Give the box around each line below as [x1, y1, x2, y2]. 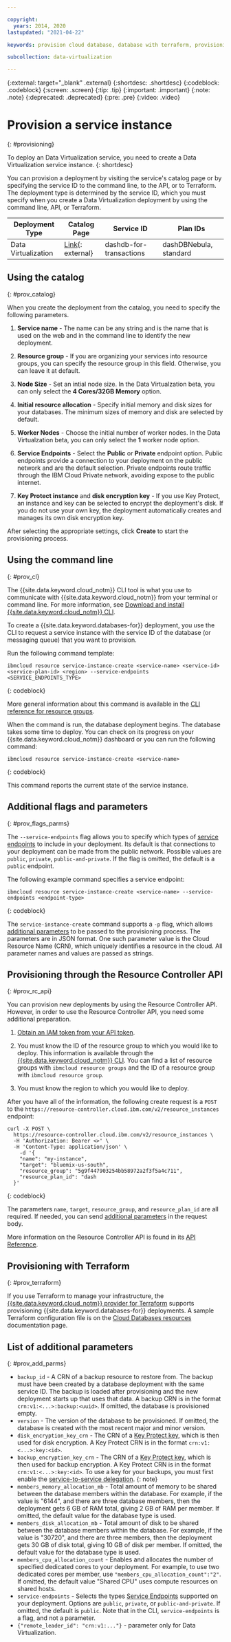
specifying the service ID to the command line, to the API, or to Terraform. [7, 182, 217, 190]
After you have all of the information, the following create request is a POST [7, 1098, 217, 1106]
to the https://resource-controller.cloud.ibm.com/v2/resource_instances [7, 1105, 219, 1113]
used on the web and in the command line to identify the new [16, 331, 191, 339]
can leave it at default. [16, 366, 80, 375]
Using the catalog [7, 272, 85, 283]
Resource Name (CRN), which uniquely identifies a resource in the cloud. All [7, 942, 223, 950]
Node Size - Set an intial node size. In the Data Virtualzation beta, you [16, 380, 215, 388]
